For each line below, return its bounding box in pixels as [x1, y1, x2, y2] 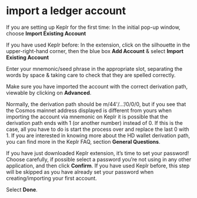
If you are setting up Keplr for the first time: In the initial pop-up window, [6, 24, 181, 31]
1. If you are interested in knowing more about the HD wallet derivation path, [6, 131, 190, 139]
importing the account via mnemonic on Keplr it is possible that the [6, 113, 169, 120]
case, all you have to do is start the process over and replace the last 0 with [6, 126, 189, 133]
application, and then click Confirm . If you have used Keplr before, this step [6, 162, 190, 169]
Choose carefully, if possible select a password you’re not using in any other [6, 156, 192, 163]
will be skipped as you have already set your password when [6, 168, 154, 175]
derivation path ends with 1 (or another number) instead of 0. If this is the [6, 119, 183, 126]
